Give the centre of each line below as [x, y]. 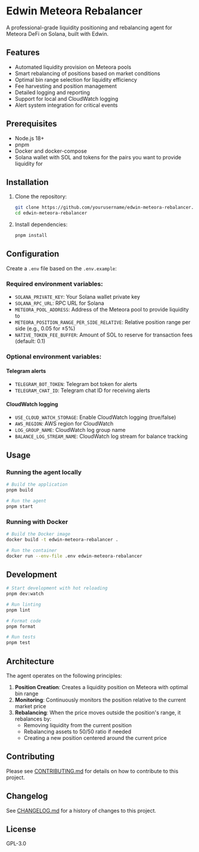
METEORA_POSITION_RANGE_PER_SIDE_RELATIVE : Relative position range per [102, 322]
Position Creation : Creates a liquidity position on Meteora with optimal [101, 687]
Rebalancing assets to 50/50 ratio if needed [77, 731]
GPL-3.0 [16, 844]
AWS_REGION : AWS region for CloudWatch [64, 424]
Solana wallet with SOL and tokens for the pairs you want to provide [98, 157]
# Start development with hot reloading [57, 588]
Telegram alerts [26, 371]
